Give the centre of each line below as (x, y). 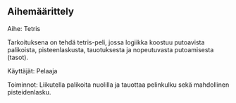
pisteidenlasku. (29, 92)
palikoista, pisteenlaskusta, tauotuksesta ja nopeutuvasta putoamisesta (111, 49)
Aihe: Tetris (24, 28)
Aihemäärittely (41, 12)
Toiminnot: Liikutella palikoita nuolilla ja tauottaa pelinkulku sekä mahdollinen (118, 85)
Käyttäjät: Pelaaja (32, 71)
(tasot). (18, 57)
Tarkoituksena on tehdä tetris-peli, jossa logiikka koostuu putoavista (106, 42)
